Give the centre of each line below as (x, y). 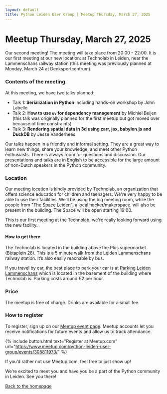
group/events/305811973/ (32, 352)
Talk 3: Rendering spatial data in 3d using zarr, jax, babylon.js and (82, 129)
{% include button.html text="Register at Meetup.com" (61, 341)
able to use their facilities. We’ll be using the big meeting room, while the (80, 200)
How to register (24, 315)
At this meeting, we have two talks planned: (50, 92)
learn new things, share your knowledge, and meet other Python (71, 149)
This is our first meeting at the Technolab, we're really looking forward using (83, 220)
